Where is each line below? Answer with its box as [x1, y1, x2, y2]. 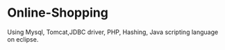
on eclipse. [7, 35, 39, 43]
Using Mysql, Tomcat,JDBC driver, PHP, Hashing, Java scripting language [7, 28, 219, 36]
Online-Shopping [7, 5, 109, 21]
